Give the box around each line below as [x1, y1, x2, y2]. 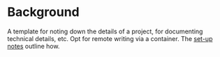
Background [7, 4, 80, 20]
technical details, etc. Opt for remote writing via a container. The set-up [7, 34, 213, 42]
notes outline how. [7, 42, 60, 50]
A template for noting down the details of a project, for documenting [7, 27, 203, 35]
